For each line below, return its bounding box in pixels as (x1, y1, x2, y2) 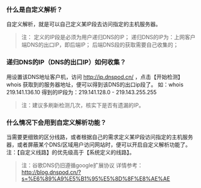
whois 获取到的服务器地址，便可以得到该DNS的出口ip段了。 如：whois (6, 81, 184, 88)
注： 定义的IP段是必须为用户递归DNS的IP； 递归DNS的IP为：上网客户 (21, 34, 196, 41)
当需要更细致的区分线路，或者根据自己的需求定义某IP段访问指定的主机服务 (6, 133, 194, 140)
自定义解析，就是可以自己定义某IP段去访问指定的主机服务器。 (6, 20, 161, 28)
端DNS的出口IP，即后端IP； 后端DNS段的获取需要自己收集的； (21, 41, 179, 48)
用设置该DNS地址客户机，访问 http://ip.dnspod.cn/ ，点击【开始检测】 (6, 73, 183, 80)
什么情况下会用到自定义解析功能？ (6, 118, 107, 127)
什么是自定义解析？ (6, 5, 63, 13)
